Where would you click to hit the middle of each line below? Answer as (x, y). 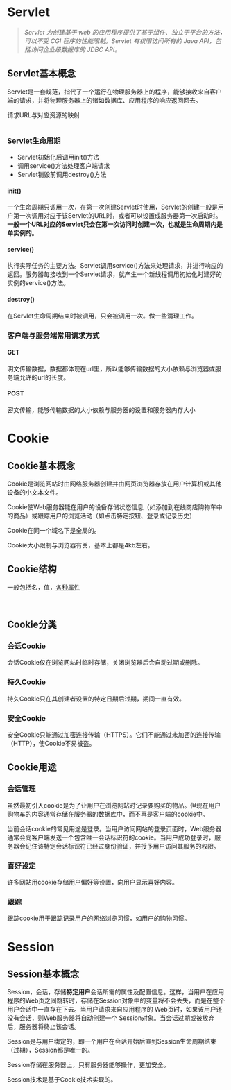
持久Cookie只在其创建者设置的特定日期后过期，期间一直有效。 (96, 699)
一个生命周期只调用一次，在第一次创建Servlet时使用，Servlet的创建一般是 (113, 207)
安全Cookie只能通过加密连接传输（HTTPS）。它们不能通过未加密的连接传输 (114, 735)
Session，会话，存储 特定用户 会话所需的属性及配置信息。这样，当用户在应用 (115, 992)
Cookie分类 (32, 625)
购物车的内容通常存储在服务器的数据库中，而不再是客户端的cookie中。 (108, 814)
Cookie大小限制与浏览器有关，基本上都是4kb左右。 (80, 545)
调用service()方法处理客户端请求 (63, 166)
